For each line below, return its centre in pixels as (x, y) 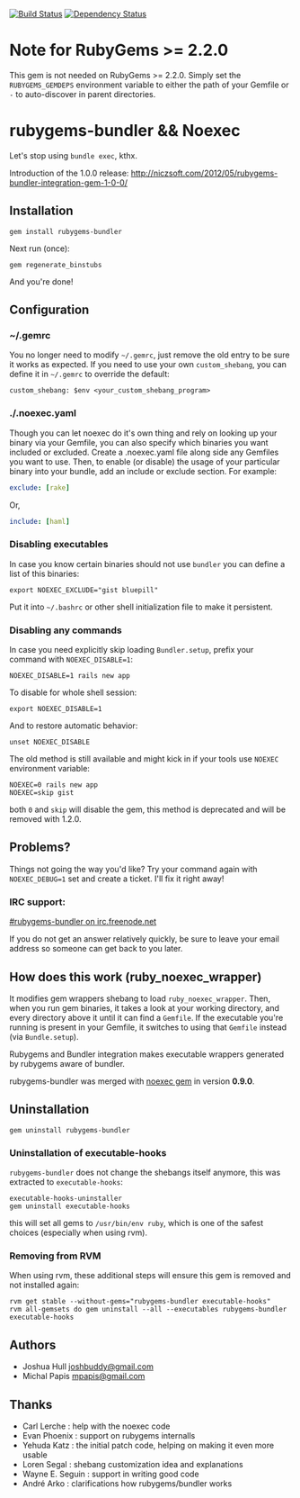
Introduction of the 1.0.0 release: (69, 173)
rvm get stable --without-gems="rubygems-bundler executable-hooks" (140, 1302)
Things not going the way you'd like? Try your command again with (133, 869)
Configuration (49, 310)
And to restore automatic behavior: (74, 726)
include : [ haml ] (40, 521)
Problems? (40, 848)
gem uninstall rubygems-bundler (70, 1130)
